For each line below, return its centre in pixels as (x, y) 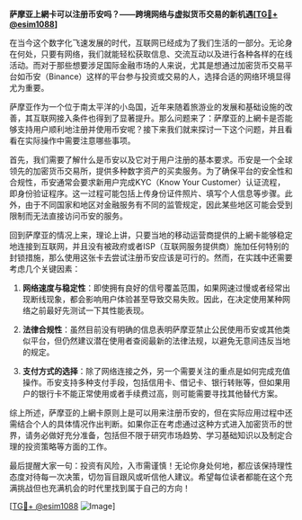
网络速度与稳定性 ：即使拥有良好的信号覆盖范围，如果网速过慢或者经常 (152, 288)
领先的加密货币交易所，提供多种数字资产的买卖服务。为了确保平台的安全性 (147, 171)
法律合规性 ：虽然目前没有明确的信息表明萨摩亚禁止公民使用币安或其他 (152, 329)
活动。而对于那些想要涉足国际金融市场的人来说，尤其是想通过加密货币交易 (147, 65)
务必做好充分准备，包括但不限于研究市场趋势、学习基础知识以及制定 (159, 435)
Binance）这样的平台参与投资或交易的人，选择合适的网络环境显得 (170, 76)
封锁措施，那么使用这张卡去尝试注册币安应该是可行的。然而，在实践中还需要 (151, 257)
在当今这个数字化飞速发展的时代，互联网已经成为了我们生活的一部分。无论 (147, 43)
